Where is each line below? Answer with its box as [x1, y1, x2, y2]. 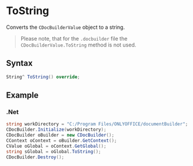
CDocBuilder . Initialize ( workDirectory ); [6, 127, 107, 133]
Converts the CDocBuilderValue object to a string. [6, 24, 125, 31]
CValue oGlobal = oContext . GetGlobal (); [6, 143, 107, 149]
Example [6, 90, 39, 101]
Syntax [6, 58, 33, 68]
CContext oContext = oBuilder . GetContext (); [6, 137, 117, 144]
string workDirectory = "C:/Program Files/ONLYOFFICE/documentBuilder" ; [6, 121, 188, 127]
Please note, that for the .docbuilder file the [20, 35, 128, 42]
